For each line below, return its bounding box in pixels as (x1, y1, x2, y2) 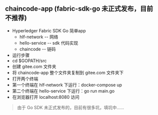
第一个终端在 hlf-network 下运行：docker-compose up (12, 82, 122, 88)
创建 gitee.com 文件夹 (12, 63, 57, 69)
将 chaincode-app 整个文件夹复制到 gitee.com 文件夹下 (12, 69, 124, 75)
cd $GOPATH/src (12, 58, 47, 64)
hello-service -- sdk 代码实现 (19, 40, 78, 46)
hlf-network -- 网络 (19, 34, 59, 40)
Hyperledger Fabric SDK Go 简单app (12, 27, 86, 33)
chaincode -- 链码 (19, 46, 56, 52)
